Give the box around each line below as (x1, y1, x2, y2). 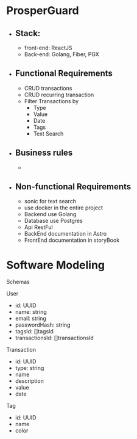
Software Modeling (6, 258, 105, 272)
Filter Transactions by (24, 97, 79, 104)
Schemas (6, 278, 30, 286)
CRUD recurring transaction (24, 91, 94, 98)
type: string (15, 365, 44, 372)
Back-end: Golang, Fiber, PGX (24, 51, 99, 58)
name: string (15, 308, 47, 316)
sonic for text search (24, 198, 76, 205)
